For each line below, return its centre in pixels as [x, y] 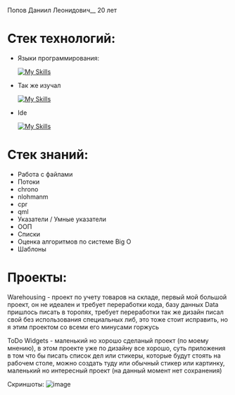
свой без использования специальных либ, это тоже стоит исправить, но [118, 319]
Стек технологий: [62, 39]
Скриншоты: [26, 384]
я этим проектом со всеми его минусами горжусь [83, 327]
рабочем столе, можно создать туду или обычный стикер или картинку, [116, 363]
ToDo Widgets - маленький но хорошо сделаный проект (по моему [108, 340]
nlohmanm [33, 196]
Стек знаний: [48, 155]
